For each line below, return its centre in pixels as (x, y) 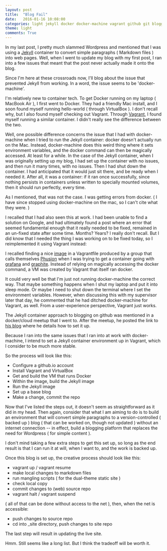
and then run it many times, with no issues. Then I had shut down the (76, 166)
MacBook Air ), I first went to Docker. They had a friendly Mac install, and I (81, 103)
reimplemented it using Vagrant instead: (46, 244)
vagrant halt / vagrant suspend (44, 494)
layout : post (19, 10)
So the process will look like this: (39, 356)
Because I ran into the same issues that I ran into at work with (68, 335)
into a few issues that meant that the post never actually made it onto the (80, 63)
